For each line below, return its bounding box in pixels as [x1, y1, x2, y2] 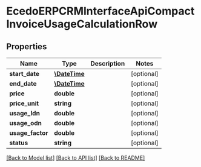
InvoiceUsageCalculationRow [6, 17, 158, 31]
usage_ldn [9, 109, 41, 117]
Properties [6, 41, 47, 52]
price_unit [9, 99, 39, 107]
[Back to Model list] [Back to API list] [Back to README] [6, 154, 145, 162]
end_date [9, 80, 38, 87]
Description [90, 60, 125, 67]
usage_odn [9, 119, 42, 127]
